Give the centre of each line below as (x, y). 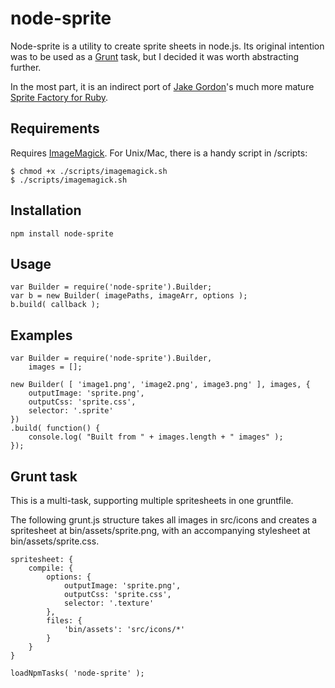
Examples (41, 335)
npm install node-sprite (62, 233)
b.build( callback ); (55, 305)
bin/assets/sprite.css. (55, 541)
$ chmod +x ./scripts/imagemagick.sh (89, 171)
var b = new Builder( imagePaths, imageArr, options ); (129, 296)
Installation (46, 210)
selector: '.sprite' (71, 411)
